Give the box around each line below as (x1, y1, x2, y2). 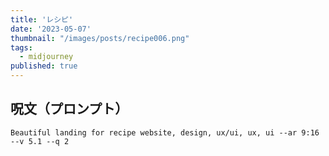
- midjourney (19, 52, 74, 62)
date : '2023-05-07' (10, 24, 92, 34)
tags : (10, 42, 33, 53)
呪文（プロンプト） (10, 101, 129, 118)
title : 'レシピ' (10, 14, 74, 25)
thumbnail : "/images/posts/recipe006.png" (10, 33, 190, 43)
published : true (10, 61, 78, 71)
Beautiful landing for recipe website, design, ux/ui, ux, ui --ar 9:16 (10, 127, 320, 138)
